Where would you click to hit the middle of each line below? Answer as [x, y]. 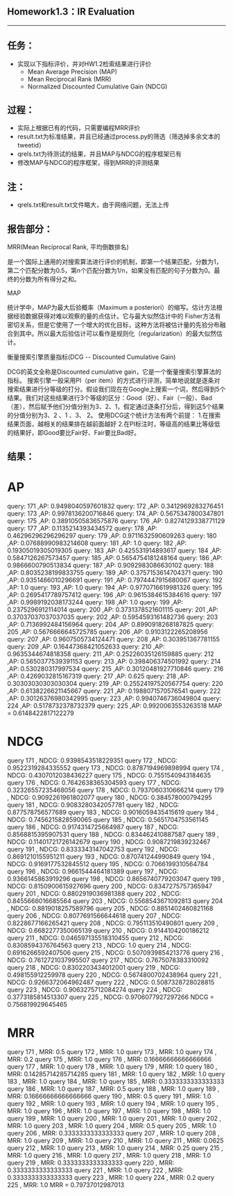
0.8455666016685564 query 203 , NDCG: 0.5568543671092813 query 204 [115, 901]
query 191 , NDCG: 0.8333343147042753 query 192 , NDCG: [93, 850]
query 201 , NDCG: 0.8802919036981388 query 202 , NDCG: [94, 894]
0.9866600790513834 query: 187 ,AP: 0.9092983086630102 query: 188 [111, 566]
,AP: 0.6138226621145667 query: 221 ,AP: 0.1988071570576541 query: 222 [114, 691]
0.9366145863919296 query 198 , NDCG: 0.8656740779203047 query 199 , [116, 879]
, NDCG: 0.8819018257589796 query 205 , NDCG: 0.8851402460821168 [110, 909]
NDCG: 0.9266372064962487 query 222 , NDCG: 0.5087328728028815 [111, 982]
